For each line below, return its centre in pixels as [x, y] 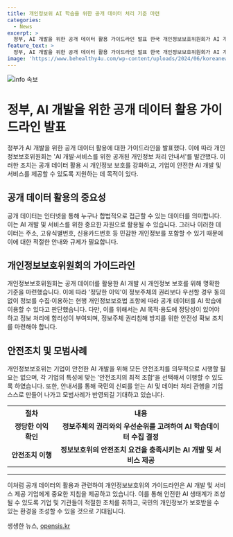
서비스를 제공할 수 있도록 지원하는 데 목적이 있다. [73, 173]
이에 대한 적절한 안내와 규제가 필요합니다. [63, 241]
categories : [24, 20]
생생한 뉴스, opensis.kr [39, 526]
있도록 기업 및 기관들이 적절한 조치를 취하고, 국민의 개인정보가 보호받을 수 [121, 502]
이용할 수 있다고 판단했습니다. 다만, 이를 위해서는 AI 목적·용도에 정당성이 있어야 [113, 310]
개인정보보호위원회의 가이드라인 [71, 265]
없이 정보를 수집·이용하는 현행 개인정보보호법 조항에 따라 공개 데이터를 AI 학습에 [114, 301]
